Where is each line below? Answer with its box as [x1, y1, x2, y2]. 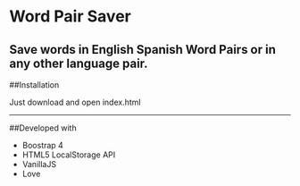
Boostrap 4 [21, 140, 64, 150]
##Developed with [9, 123, 78, 133]
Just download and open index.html [9, 97, 141, 107]
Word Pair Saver [9, 6, 131, 27]
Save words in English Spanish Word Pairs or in [9, 42, 277, 57]
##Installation [9, 80, 60, 90]
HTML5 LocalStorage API [21, 149, 116, 160]
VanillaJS [21, 159, 56, 169]
